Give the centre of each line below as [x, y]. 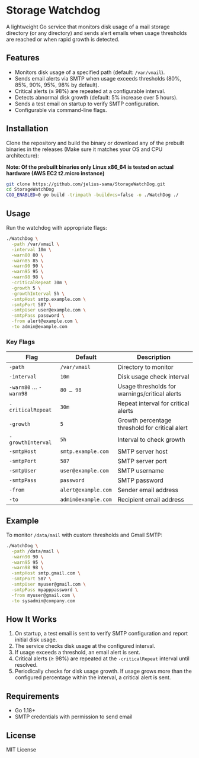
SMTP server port [142, 461]
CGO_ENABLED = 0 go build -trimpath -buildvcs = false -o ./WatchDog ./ [92, 195]
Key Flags [21, 342]
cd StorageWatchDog [30, 189]
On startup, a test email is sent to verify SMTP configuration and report [101, 634]
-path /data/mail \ [36, 551]
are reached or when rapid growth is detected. [63, 39]
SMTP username [141, 471]
